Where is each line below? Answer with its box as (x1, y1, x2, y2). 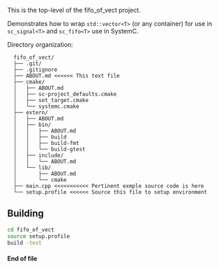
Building (7, 208, 44, 220)
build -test (7, 239, 42, 246)
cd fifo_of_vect (7, 226, 54, 233)
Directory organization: (7, 41, 73, 48)
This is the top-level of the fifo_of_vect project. (7, 6, 141, 14)
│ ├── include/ (13, 152, 64, 159)
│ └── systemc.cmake (13, 103, 80, 110)
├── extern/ (13, 109, 49, 116)
